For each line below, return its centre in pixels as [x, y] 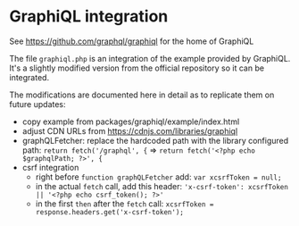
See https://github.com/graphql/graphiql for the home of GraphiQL [132, 41]
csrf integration [50, 167]
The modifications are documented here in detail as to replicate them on [142, 95]
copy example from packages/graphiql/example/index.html [131, 121]
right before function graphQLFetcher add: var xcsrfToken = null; [158, 177]
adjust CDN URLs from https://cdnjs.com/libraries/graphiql [130, 130]
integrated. [29, 77]
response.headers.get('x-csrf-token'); [110, 212]
